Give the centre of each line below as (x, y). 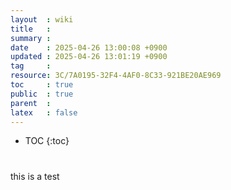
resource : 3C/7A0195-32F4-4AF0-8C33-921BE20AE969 (116, 76)
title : (31, 29)
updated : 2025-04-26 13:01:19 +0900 (89, 57)
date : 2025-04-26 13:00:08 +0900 (89, 47)
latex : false (44, 112)
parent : (31, 103)
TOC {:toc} (47, 141)
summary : (31, 38)
